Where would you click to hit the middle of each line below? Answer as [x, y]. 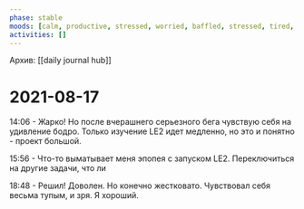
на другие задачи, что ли [58, 168]
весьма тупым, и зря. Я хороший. [74, 195]
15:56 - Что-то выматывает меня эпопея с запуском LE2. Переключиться [152, 158]
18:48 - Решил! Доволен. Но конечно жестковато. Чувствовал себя [140, 185]
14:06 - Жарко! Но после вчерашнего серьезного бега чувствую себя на [151, 122]
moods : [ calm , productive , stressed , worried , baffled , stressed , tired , [152, 26]
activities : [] [38, 34]
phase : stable [36, 18]
